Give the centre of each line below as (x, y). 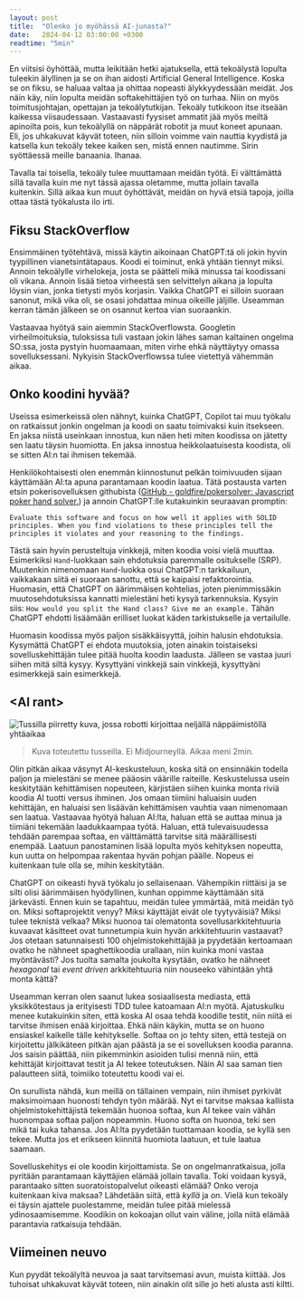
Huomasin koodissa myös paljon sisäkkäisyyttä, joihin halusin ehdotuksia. (146, 635)
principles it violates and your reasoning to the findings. (127, 534)
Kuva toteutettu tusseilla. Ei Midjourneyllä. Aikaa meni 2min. (142, 751)
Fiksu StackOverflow (70, 231)
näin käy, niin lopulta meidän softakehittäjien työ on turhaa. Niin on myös (144, 98)
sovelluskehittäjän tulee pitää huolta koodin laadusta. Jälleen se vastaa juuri (151, 654)
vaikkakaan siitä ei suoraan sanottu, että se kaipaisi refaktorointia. (132, 579)
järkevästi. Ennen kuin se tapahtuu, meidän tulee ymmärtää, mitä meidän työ (151, 901)
